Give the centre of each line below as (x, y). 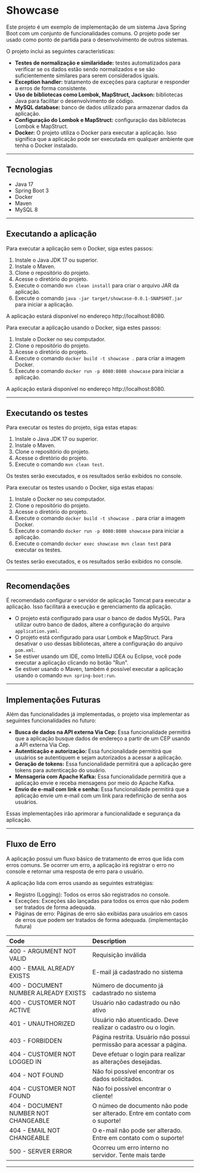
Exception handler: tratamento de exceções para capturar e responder (102, 82)
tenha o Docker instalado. (46, 145)
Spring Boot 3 (32, 190)
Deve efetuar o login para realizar (139, 1054)
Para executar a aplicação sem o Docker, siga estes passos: (80, 248)
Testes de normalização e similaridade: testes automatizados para (98, 63)
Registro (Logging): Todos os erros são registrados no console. (92, 895)
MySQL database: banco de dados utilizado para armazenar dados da (101, 107)
